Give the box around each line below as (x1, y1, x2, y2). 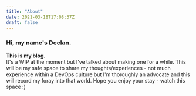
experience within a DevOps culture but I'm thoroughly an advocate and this (6, 71, 190, 78)
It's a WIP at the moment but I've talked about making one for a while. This (6, 58, 186, 65)
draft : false (6, 19, 38, 25)
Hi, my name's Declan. (6, 39, 72, 47)
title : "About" (6, 8, 43, 15)
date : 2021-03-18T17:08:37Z (6, 14, 75, 20)
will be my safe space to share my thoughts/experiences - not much (6, 64, 171, 71)
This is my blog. (6, 52, 46, 59)
